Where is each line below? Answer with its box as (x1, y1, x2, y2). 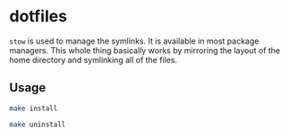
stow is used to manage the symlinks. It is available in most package (9, 36, 259, 46)
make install (9, 104, 58, 113)
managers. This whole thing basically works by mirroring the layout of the (9, 44, 281, 55)
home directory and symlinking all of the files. (9, 54, 178, 65)
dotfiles (9, 6, 68, 27)
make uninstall (9, 120, 66, 129)
